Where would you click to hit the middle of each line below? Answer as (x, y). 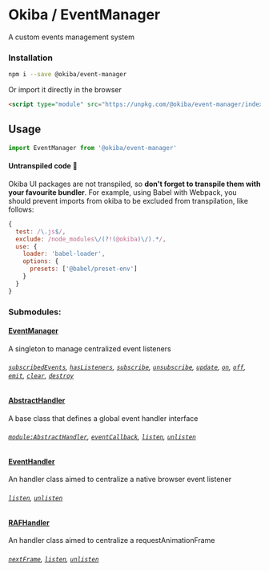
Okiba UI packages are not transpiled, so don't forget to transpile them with (134, 184)
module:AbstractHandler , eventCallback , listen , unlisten (102, 437)
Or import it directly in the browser (65, 90)
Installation (31, 58)
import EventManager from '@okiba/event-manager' (93, 148)
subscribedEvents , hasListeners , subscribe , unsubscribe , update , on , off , (127, 367)
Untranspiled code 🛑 (43, 166)
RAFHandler (29, 522)
